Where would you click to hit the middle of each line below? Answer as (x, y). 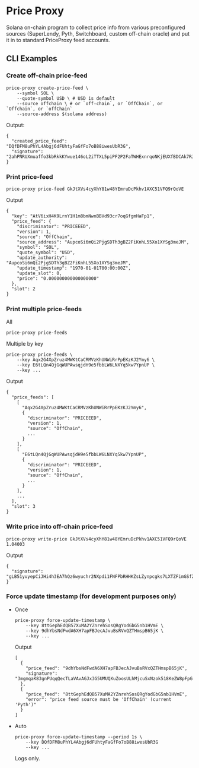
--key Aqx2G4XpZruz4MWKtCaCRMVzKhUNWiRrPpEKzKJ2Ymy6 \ (86, 360)
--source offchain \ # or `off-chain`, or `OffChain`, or (90, 103)
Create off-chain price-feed (47, 75)
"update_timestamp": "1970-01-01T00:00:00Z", (74, 268)
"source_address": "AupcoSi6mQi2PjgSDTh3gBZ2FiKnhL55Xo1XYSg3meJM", (103, 242)
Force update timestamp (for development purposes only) (91, 596)
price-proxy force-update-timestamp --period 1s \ (78, 737)
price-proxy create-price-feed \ (47, 88)
